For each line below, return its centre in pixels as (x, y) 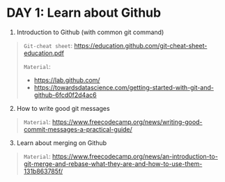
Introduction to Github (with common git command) (90, 32)
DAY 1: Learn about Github (84, 13)
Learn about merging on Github (62, 143)
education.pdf (44, 53)
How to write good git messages (63, 108)
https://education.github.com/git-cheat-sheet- (141, 45)
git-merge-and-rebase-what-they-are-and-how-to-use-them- (113, 164)
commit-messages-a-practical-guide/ (78, 129)
